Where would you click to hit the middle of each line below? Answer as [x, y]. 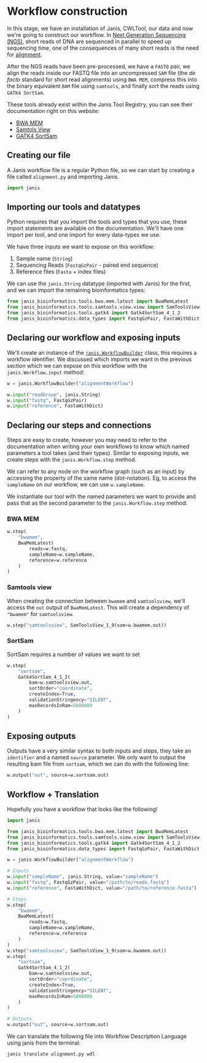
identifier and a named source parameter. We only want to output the [96, 757]
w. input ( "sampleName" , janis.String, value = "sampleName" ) [83, 877]
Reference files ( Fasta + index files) [61, 272]
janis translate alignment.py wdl [51, 1054]
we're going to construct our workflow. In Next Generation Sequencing [96, 34]
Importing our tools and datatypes [74, 207]
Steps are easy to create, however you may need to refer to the [87, 440]
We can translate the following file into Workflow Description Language [97, 1037]
